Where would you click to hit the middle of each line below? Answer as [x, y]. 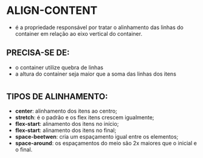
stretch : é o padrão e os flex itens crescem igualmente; [84, 117]
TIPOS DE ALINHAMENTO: [57, 97]
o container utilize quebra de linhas [59, 67]
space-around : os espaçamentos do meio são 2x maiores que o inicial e [106, 143]
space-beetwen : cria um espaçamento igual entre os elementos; [97, 137]
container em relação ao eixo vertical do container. [79, 33]
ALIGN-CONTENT [52, 11]
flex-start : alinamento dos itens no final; [66, 130]
